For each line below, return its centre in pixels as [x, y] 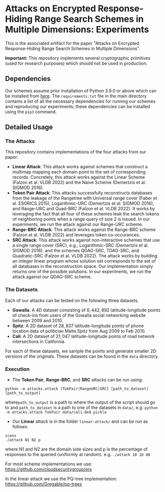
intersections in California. [39, 341]
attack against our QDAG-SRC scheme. [52, 277]
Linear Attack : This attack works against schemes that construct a [80, 167]
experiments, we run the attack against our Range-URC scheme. [78, 225]
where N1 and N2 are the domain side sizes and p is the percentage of [76, 449]
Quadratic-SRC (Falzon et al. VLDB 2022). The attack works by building [85, 256]
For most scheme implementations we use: [49, 464]
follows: [20, 427]
